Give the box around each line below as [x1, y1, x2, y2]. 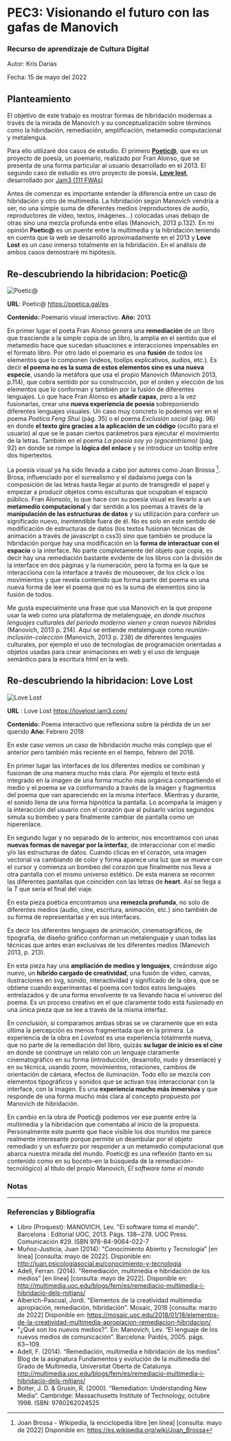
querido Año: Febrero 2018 [7, 727, 84, 735]
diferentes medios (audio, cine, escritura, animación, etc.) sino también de [7, 905, 218, 913]
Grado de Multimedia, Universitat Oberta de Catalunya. [16, 1362, 173, 1371]
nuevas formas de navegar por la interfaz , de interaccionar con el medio [7, 840, 215, 849]
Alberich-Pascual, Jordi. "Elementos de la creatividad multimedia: [16, 1296, 203, 1304]
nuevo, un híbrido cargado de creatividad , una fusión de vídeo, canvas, [7, 968, 212, 977]
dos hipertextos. [7, 451, 54, 459]
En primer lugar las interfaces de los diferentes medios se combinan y [7, 761, 206, 770]
